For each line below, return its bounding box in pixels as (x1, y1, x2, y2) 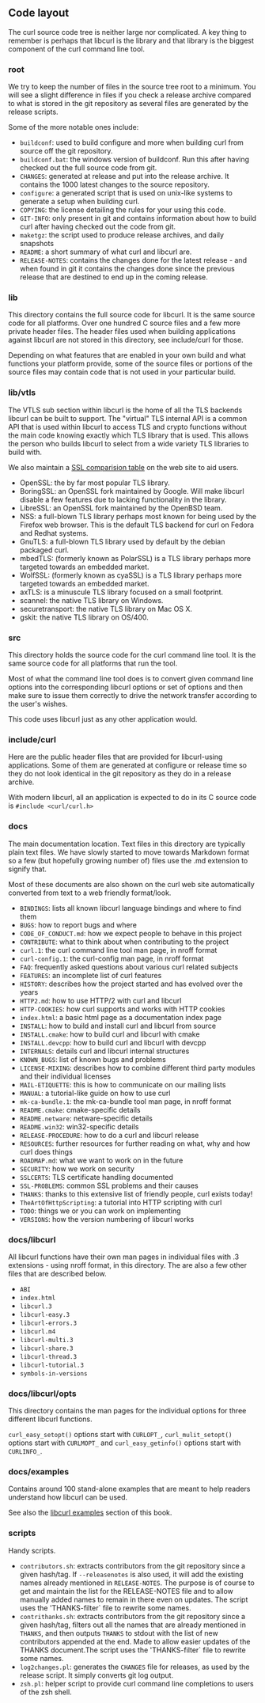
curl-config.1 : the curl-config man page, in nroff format (19, 954, 204, 963)
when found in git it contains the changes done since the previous (19, 264, 236, 274)
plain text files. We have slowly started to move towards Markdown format (8, 847, 250, 857)
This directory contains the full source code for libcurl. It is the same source (8, 310, 256, 320)
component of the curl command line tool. (8, 44, 145, 54)
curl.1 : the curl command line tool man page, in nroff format (19, 945, 218, 954)
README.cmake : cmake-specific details (19, 1105, 141, 1114)
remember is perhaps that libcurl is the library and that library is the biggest (8, 36, 255, 45)
